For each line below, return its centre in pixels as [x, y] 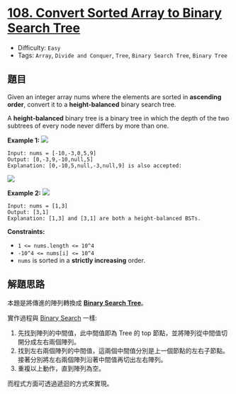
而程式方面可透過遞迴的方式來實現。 [60, 383]
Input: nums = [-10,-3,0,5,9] [52, 153]
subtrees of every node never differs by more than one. [88, 125]
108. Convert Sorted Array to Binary [114, 13]
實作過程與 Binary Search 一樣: [52, 317]
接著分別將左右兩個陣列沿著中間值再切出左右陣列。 [92, 359]
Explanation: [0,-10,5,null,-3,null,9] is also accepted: [95, 165]
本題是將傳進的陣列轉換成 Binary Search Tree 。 [77, 303]
